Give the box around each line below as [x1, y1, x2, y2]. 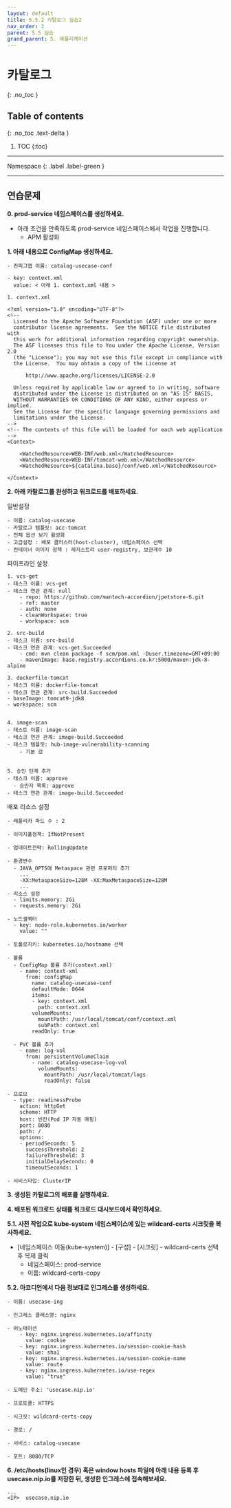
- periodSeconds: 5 [19, 1140, 76, 1147]
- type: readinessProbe [13, 1097, 81, 1103]
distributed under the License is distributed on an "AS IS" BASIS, [13, 390, 214, 397]
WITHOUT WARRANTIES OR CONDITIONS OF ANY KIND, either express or [13, 396, 208, 403]
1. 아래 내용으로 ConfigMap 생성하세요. [7, 247, 113, 255]
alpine [7, 662, 26, 669]
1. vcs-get [7, 572, 38, 580]
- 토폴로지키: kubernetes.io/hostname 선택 [7, 940, 124, 948]
